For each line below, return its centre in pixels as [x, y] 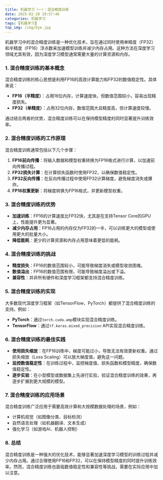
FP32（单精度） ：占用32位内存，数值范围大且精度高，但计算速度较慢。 [83, 108]
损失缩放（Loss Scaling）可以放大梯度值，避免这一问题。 [69, 357]
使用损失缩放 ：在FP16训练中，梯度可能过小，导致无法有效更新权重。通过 [85, 351]
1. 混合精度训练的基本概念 [35, 68]
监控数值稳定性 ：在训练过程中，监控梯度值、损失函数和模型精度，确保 [82, 363]
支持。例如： [18, 309]
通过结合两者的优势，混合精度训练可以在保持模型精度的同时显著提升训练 [77, 118]
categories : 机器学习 [25, 18]
